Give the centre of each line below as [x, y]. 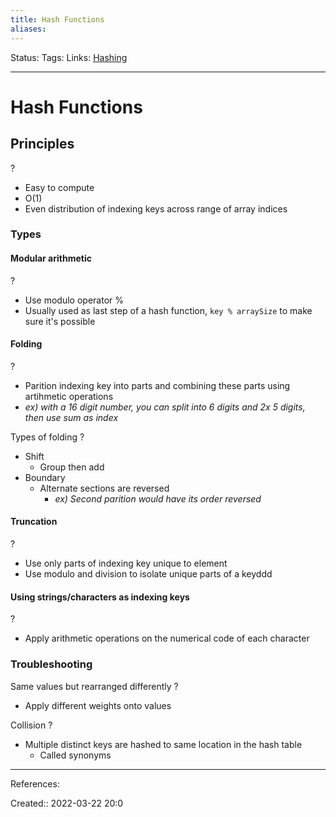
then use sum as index [71, 417]
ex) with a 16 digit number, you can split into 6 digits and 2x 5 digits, [165, 407]
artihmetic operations [69, 396]
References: [35, 783]
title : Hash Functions [57, 19]
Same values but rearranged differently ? [94, 686]
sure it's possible [60, 321]
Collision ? [31, 725]
